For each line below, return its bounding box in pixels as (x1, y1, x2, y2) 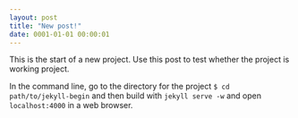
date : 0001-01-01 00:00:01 (9, 29, 110, 38)
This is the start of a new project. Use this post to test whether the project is (9, 55, 290, 65)
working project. (9, 63, 70, 74)
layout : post (9, 13, 58, 22)
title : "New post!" (9, 21, 82, 30)
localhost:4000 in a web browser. (9, 100, 133, 111)
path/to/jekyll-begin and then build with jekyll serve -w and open (9, 90, 262, 101)
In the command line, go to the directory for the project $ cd (9, 81, 230, 92)
